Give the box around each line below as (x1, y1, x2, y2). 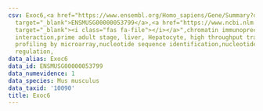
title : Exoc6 (8, 91, 51, 99)
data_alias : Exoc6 (8, 55, 68, 63)
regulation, (15, 48, 55, 55)
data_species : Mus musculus (8, 77, 100, 84)
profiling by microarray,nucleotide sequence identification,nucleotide (15, 41, 258, 48)
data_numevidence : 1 (8, 70, 76, 77)
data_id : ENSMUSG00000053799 (8, 63, 103, 70)
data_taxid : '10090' (8, 84, 76, 92)
